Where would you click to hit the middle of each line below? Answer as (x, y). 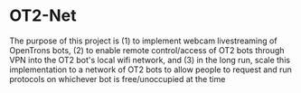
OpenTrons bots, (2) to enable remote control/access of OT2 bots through (147, 50)
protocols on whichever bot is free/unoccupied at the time (118, 79)
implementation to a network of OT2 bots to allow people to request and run (150, 70)
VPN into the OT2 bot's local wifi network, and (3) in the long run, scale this (150, 60)
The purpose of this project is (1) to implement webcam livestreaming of (143, 41)
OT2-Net (43, 16)
